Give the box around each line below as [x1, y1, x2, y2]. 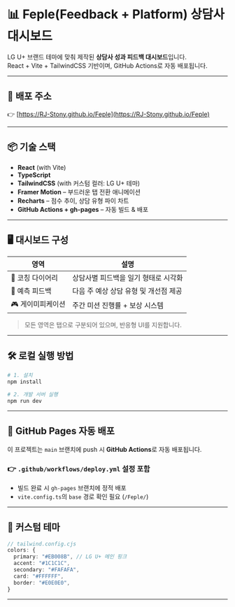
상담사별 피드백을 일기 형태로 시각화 [72, 273, 183, 283]
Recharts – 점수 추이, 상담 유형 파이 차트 [17, 197, 129, 205]
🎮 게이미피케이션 [10, 299, 66, 309]
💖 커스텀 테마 [7, 522, 61, 534]
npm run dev [7, 397, 42, 404]
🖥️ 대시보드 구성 [7, 234, 69, 245]
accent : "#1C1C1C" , [13, 560, 71, 567]
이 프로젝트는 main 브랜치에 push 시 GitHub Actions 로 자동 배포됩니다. [7, 445, 202, 453]
